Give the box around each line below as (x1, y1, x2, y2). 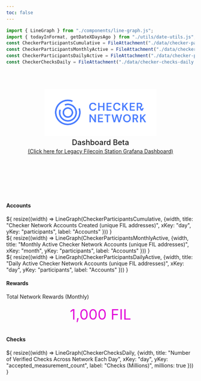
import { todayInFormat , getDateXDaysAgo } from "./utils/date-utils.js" (6, 33, 194, 40)
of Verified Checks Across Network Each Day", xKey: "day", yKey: (6, 355, 169, 362)
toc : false (6, 10, 33, 16)
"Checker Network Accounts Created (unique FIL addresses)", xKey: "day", (6, 221, 191, 228)
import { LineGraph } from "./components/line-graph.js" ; (6, 28, 154, 33)
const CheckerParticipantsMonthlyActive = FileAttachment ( (6, 47, 157, 53)
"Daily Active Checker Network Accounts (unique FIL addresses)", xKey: (6, 260, 184, 267)
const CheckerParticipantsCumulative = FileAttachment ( (6, 40, 148, 46)
